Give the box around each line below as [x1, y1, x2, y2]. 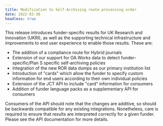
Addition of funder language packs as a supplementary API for [12, 86, 139, 92]
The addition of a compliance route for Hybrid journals [12, 50, 122, 55]
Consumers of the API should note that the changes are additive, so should [5, 101, 157, 107]
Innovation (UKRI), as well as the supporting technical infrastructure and [5, 35, 151, 41]
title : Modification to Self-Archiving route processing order [5, 7, 137, 12]
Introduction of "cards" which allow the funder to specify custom [12, 71, 143, 76]
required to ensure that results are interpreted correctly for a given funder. [5, 111, 155, 117]
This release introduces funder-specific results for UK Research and [5, 30, 143, 36]
